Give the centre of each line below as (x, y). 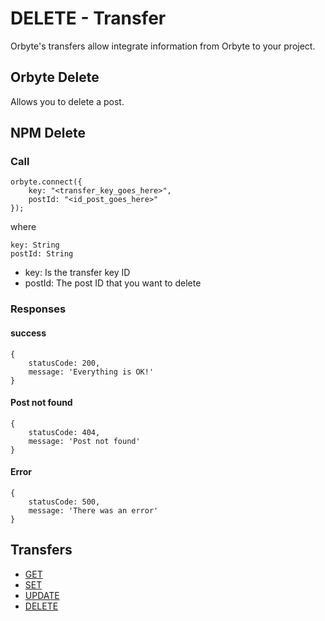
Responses (38, 309)
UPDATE (42, 595)
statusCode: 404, (64, 432)
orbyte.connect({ (46, 182)
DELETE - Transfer (88, 18)
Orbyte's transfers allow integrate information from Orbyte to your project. (163, 46)
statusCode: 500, (64, 502)
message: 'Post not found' (84, 441)
